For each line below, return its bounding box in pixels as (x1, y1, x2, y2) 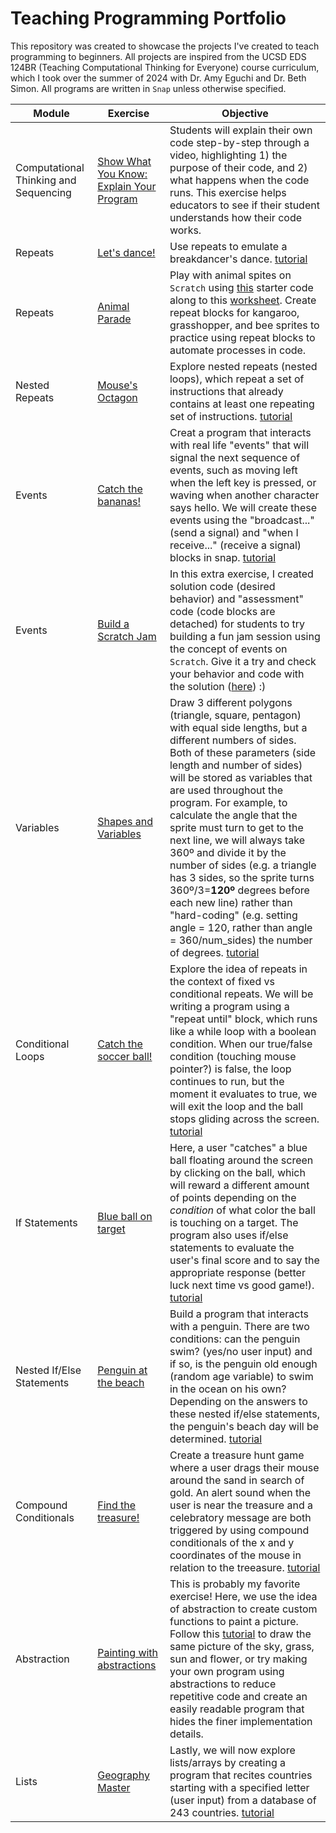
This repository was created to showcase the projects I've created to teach (10, 40, 320, 52)
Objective (221, 106, 269, 120)
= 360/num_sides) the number (169, 933, 313, 947)
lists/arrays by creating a (169, 1755, 287, 1769)
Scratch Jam (97, 629, 157, 643)
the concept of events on (169, 642, 288, 656)
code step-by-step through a (169, 135, 310, 149)
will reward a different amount (169, 1178, 310, 1192)
